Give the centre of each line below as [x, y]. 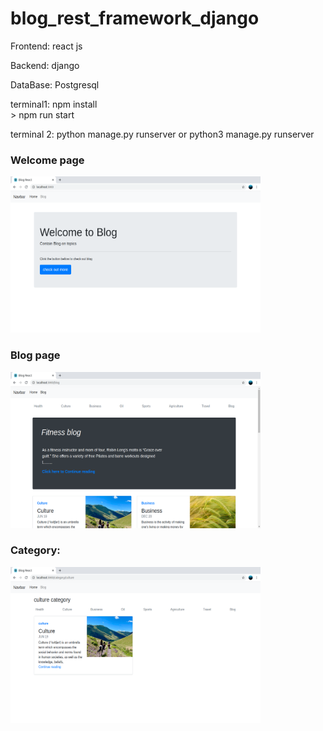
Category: [35, 550]
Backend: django [45, 65]
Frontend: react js [46, 46]
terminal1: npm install [54, 104]
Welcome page [47, 160]
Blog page [35, 355]
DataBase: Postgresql [55, 84]
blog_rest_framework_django [135, 18]
